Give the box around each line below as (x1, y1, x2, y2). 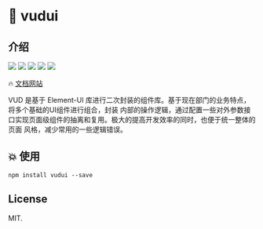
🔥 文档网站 (8, 78, 43, 88)
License (8, 192, 48, 206)
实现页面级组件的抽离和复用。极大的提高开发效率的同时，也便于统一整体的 (14, 115, 256, 124)
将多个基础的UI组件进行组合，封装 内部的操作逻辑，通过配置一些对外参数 (8, 105, 245, 114)
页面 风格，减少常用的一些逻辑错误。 (8, 125, 127, 134)
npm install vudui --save (8, 171, 93, 179)
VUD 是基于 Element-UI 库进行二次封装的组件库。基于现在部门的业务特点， (8, 96, 251, 104)
